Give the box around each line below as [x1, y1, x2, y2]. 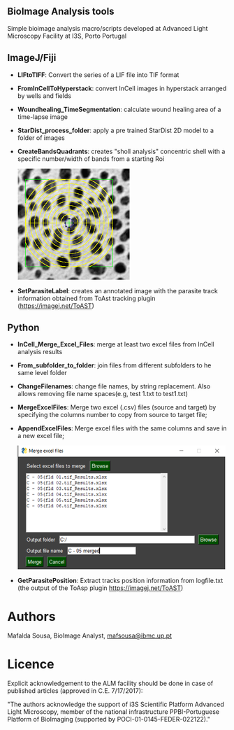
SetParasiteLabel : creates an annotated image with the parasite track [17, 286, 218, 295]
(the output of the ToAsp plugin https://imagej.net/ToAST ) [17, 584, 184, 592]
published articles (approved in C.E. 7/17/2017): [7, 687, 143, 695]
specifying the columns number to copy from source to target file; [17, 411, 207, 419]
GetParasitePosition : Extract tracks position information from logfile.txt [17, 577, 224, 585]
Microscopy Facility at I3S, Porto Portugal [7, 31, 127, 40]
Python [7, 322, 40, 334]
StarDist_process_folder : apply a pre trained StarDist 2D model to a [17, 126, 214, 134]
